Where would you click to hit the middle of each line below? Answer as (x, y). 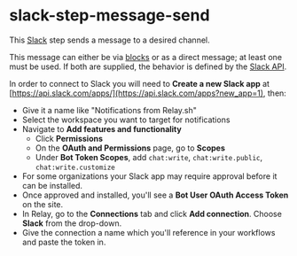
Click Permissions (69, 138)
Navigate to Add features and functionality (102, 128)
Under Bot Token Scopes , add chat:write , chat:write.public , (149, 157)
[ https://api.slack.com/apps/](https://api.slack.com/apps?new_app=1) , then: (148, 93)
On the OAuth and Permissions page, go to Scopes (130, 148)
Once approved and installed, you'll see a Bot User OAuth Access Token (155, 195)
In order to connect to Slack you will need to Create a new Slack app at (140, 83)
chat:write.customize (75, 167)
